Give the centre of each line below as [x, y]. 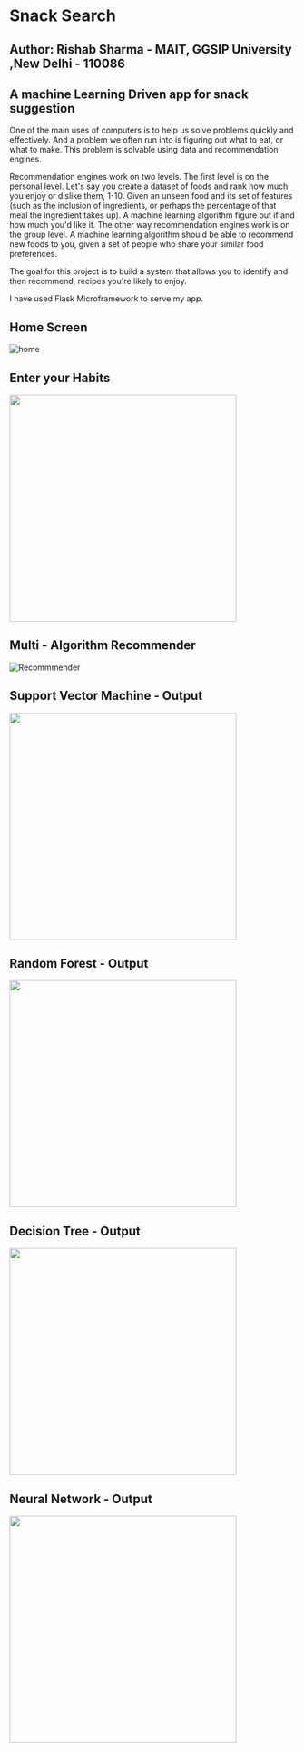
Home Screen [49, 327]
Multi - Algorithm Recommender [103, 645]
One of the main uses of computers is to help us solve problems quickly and [152, 130]
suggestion [42, 108]
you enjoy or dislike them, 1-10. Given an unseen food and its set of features [151, 196]
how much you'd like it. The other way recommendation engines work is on [150, 225]
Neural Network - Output [81, 1499]
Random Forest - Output [79, 964]
